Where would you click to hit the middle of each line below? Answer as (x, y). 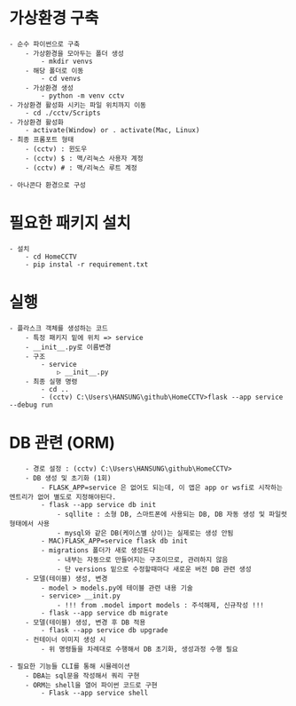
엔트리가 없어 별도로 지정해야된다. (63, 497)
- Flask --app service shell (95, 693)
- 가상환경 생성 (49, 88)
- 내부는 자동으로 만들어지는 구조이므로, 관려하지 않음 (142, 559)
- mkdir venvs (67, 61)
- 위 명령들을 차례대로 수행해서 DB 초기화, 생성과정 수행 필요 (140, 649)
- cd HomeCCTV (51, 257)
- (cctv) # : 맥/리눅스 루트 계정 (81, 168)
